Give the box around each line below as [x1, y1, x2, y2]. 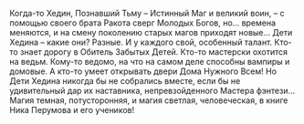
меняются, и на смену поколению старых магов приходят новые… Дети [9, 27, 293, 37]
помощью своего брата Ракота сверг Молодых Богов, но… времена [9, 17, 277, 28]
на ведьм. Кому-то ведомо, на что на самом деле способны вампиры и [9, 57, 290, 67]
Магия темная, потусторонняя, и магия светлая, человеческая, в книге [9, 95, 288, 106]
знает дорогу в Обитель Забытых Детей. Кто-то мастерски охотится [19, 46, 288, 57]
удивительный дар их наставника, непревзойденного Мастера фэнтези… [9, 86, 296, 96]
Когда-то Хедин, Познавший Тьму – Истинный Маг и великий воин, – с [9, 8, 285, 18]
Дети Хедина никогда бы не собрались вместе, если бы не [9, 76, 241, 86]
